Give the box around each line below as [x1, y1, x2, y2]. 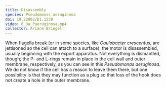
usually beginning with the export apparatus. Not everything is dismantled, [5, 51, 161, 57]
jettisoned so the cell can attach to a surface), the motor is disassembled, [5, 45, 158, 51]
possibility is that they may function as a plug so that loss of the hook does [5, 72, 161, 78]
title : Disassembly [5, 7, 47, 13]
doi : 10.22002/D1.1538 [5, 17, 53, 22]
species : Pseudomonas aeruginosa [5, 12, 76, 17]
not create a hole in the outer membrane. [5, 77, 91, 83]
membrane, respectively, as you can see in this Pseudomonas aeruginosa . [5, 61, 161, 67]
